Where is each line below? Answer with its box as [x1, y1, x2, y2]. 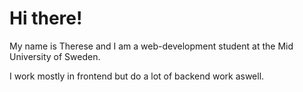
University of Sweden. [9, 50, 101, 62]
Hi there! [9, 7, 83, 30]
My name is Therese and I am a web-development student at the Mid [9, 40, 294, 52]
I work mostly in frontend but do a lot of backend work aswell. [9, 70, 265, 82]
